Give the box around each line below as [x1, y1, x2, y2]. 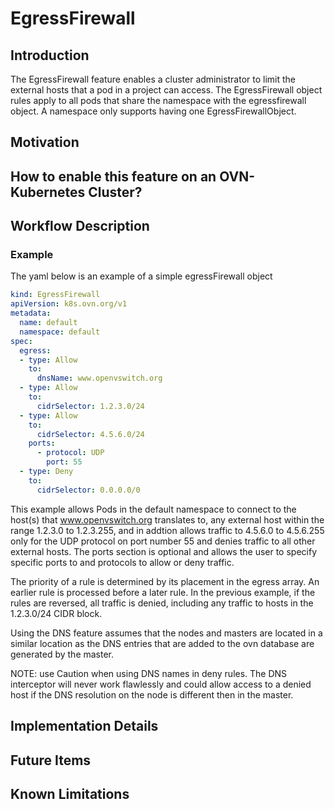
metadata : [10, 308, 52, 319]
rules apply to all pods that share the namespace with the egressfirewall [10, 95, 307, 106]
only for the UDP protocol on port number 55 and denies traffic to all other [10, 535, 316, 547]
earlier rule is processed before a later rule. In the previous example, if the [10, 586, 316, 598]
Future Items [10, 752, 92, 769]
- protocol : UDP [36, 448, 105, 458]
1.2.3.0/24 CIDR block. [10, 607, 103, 619]
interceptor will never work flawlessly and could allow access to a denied [10, 678, 312, 690]
